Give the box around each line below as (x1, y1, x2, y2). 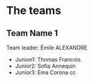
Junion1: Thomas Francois (15, 56, 81, 63)
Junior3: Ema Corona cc (15, 69, 76, 76)
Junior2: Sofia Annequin (15, 62, 76, 69)
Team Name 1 (6, 28, 58, 38)
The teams (6, 4, 61, 18)
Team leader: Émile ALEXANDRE (6, 44, 88, 51)
